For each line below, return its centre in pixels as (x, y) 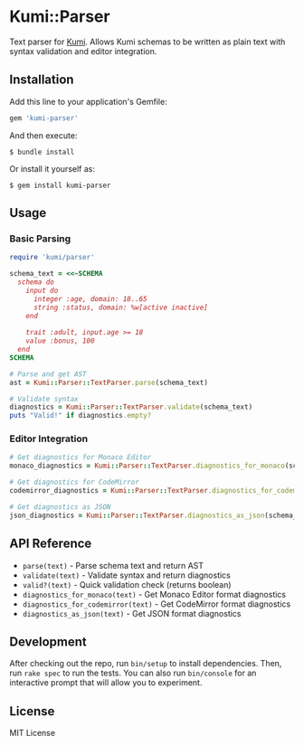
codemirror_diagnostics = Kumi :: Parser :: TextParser (109, 491)
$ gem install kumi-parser (60, 185)
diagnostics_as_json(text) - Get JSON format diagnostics (132, 613)
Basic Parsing (40, 239)
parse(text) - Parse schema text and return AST (113, 565)
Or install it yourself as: (52, 168)
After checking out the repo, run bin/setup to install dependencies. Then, (146, 664)
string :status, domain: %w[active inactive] (120, 307)
